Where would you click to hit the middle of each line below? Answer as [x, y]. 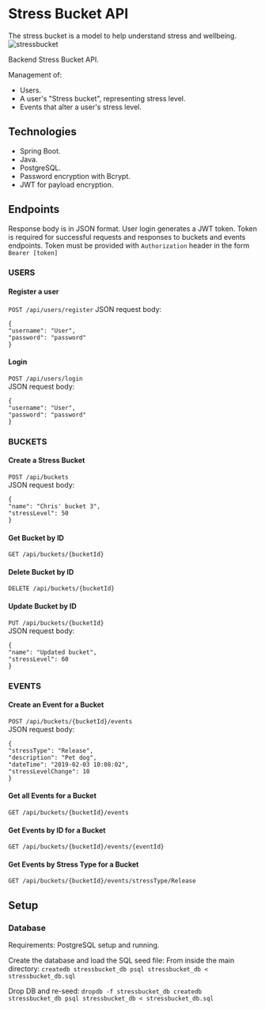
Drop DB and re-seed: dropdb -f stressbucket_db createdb [105, 991]
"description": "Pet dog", [53, 757]
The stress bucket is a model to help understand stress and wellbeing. [123, 36]
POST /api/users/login [45, 378]
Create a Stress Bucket [47, 461]
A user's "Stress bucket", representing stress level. [102, 98]
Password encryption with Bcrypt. [75, 176]
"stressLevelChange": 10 [49, 771]
